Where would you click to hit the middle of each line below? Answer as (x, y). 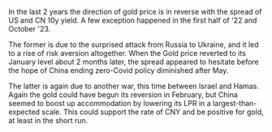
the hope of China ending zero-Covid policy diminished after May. (119, 70)
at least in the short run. (48, 120)
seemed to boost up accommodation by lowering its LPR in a (110, 103)
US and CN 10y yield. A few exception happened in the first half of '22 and (133, 20)
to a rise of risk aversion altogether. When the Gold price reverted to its (127, 53)
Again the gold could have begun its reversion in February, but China (123, 95)
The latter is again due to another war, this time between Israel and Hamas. (134, 86)
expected (24, 112)
